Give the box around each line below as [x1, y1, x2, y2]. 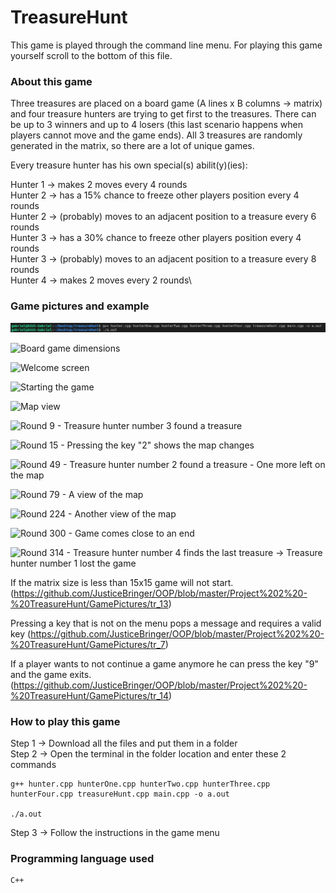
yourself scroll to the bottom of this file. [10, 49, 173, 61]
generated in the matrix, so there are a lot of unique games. [10, 140, 255, 152]
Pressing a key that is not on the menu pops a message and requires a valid [10, 617, 322, 629]
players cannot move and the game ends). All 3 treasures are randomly [10, 129, 303, 141]
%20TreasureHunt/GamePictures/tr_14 [10, 689, 170, 701]
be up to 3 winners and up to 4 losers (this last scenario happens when [10, 119, 303, 131]
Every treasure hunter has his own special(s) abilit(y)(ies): [10, 159, 248, 171]
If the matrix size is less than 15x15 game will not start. [10, 576, 234, 588]
